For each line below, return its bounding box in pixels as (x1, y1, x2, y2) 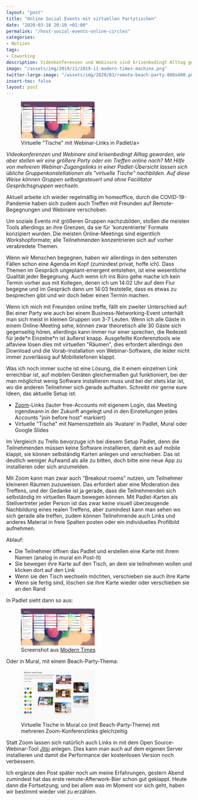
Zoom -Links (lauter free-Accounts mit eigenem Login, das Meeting (14, 402, 177, 409)
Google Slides (14, 427, 49, 434)
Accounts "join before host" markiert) (14, 414, 106, 421)
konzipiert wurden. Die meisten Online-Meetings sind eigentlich (6, 230, 161, 238)
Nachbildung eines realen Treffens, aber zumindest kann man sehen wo (6, 506, 181, 513)
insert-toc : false (6, 78, 51, 84)
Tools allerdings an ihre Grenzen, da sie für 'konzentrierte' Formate (6, 224, 169, 231)
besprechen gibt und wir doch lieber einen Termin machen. (6, 292, 150, 299)
